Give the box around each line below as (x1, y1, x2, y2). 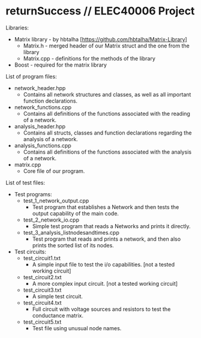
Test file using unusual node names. (32, 324, 122, 331)
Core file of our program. (23, 167, 85, 175)
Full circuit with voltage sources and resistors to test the (32, 305, 171, 313)
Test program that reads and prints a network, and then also (32, 235, 181, 243)
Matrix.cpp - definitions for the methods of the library (23, 55, 155, 62)
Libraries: (5, 24, 29, 31)
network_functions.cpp (14, 103, 72, 110)
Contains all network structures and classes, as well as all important (23, 91, 191, 98)
